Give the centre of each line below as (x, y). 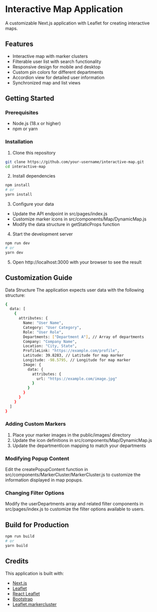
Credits (17, 561)
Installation (19, 142)
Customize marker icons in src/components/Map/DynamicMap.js (79, 219)
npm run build (20, 536)
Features (19, 44)
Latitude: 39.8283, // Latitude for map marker (73, 355)
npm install (17, 185)
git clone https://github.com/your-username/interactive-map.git (74, 162)
